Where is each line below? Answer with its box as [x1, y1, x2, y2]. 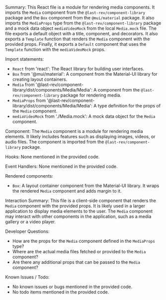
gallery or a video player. [5, 219, 56, 224]
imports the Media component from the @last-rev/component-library [5, 9, 146, 15]
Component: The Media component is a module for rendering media [5, 128, 143, 134]
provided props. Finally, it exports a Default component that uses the [5, 41, 147, 47]
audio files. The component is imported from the [5, 139, 104, 145]
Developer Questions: [5, 228, 50, 234]
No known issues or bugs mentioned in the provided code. [12, 284, 133, 290]
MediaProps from [12, 98, 46, 103]
